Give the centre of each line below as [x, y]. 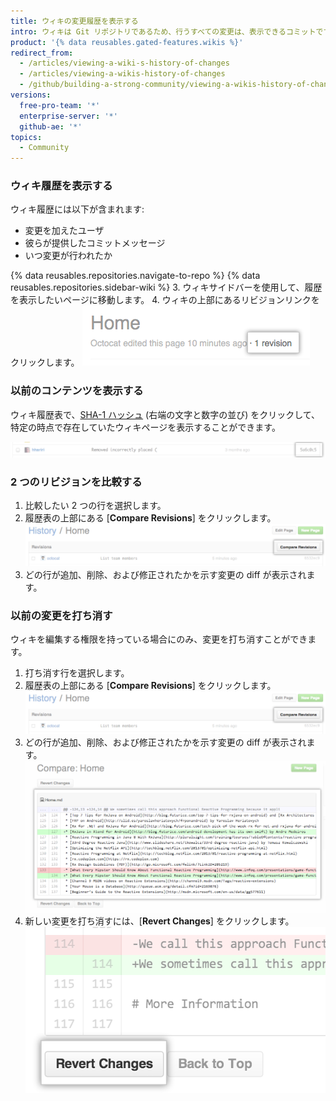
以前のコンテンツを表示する [77, 391]
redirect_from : [42, 53]
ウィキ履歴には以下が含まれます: [77, 209]
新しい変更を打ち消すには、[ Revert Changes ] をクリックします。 [159, 921]
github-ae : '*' [51, 126]
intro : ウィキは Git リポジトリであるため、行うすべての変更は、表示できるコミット [163, 31]
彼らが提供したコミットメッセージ [95, 243]
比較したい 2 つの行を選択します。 [95, 506]
